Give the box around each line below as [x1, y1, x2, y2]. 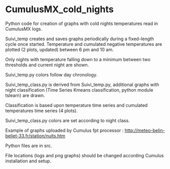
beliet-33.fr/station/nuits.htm [5, 132, 65, 138]
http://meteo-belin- [124, 127, 165, 133]
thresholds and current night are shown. [5, 62, 89, 68]
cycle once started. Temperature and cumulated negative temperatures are [5, 41, 162, 47]
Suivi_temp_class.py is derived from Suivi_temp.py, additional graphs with [5, 81, 159, 88]
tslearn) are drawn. [5, 92, 45, 98]
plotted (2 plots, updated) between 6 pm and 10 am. [5, 46, 114, 52]
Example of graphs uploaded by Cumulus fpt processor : [5, 127, 124, 133]
